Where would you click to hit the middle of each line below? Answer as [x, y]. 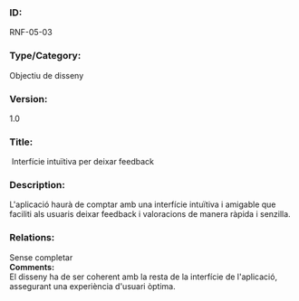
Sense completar [41, 257]
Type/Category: [45, 56]
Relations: [32, 238]
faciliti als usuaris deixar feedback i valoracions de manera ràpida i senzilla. [150, 214]
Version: [29, 99]
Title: [21, 142]
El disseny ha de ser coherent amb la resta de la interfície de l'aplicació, [144, 277]
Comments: [32, 267]
